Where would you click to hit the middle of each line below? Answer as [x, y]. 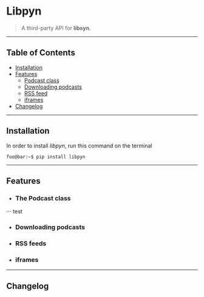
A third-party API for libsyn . [56, 28]
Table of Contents [41, 53]
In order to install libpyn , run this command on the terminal [79, 145]
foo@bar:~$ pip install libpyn [46, 157]
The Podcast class [43, 198]
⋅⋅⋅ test [14, 211]
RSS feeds [31, 244]
